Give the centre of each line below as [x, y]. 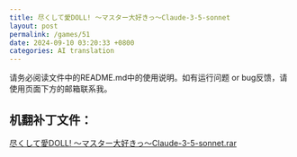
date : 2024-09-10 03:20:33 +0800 [72, 43]
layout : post [34, 26]
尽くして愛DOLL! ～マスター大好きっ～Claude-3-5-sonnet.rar [123, 143]
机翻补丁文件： [51, 120]
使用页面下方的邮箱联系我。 [61, 89]
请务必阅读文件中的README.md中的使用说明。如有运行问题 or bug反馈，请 [148, 78]
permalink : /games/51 [50, 34]
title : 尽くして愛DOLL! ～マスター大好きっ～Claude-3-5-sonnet [120, 17]
